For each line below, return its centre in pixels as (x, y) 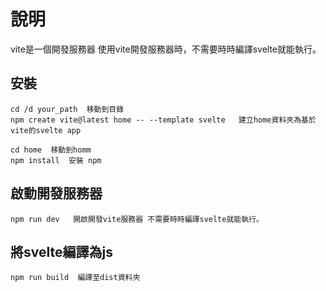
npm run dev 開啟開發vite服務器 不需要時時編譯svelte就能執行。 (137, 219)
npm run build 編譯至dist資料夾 (75, 278)
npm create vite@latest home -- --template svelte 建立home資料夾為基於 (163, 120)
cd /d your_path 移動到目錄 (67, 109)
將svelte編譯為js (61, 251)
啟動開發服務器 (56, 193)
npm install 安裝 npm (56, 160)
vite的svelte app (46, 130)
